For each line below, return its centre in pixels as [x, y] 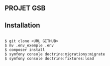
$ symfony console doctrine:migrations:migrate [55, 54]
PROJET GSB [25, 8]
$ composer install [25, 50]
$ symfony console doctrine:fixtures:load [49, 59]
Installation [22, 25]
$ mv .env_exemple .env [29, 45]
